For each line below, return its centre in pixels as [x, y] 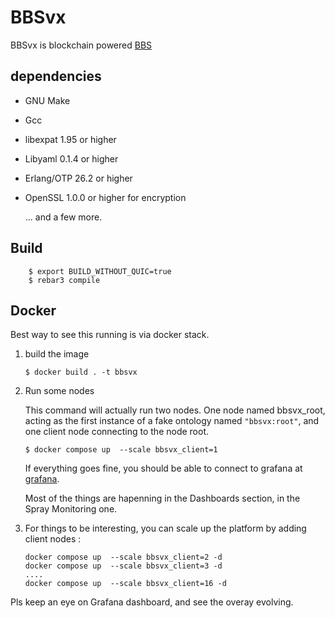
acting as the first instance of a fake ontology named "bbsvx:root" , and [172, 421]
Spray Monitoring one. [71, 509]
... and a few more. [63, 217]
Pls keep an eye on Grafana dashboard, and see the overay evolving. [152, 602]
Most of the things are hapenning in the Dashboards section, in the [162, 498]
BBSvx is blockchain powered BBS [81, 45]
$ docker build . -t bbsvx [81, 372]
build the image [57, 354]
